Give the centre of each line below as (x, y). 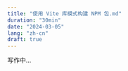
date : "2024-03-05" (36, 26)
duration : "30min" (34, 20)
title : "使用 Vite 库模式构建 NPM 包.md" (64, 14)
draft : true (25, 40)
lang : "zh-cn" (28, 33)
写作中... (19, 61)
